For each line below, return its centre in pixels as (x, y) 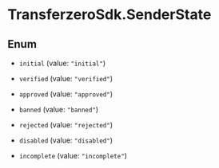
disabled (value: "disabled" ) (66, 140)
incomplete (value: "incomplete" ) (73, 156)
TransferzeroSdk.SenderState (109, 15)
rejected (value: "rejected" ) (66, 125)
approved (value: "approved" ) (66, 94)
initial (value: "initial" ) (62, 63)
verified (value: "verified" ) (66, 78)
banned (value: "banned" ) (59, 109)
